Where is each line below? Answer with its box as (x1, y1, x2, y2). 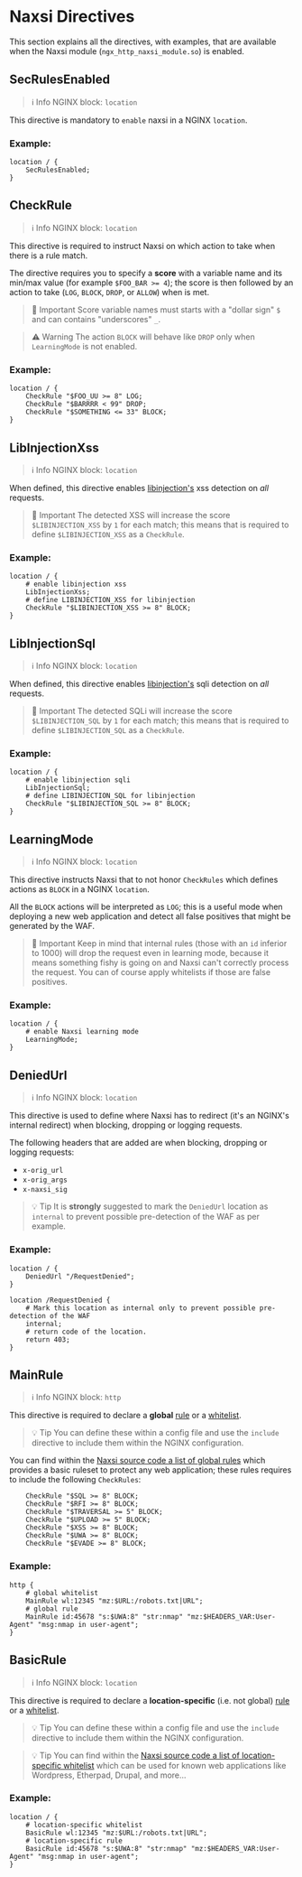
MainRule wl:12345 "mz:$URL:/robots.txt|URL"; (25, 1596, 204, 1605)
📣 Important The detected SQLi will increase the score (31, 706, 233, 717)
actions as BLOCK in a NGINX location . (9, 884, 151, 895)
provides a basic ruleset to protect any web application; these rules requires (9, 1464, 292, 1475)
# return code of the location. (25, 1327, 147, 1336)
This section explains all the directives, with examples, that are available (9, 36, 277, 47)
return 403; (25, 1334, 70, 1344)
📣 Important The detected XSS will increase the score (31, 509, 231, 520)
